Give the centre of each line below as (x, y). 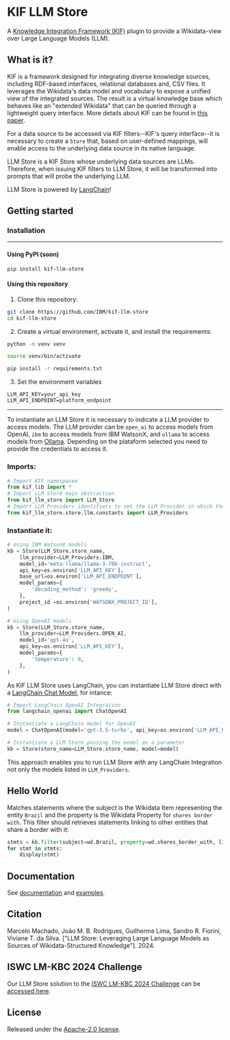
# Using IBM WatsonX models (47, 545)
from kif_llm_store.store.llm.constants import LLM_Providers (98, 512)
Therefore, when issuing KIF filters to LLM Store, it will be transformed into (112, 168)
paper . (16, 120)
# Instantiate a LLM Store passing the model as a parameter (96, 743)
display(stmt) (39, 855)
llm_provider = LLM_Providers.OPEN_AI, (73, 634)
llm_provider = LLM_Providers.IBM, (67, 557)
